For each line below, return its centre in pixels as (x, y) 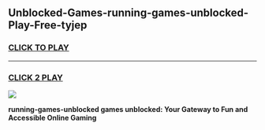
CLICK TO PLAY (39, 48)
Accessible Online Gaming (52, 117)
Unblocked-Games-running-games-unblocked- (129, 13)
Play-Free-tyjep (48, 26)
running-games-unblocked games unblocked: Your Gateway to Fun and (128, 109)
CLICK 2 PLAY (35, 77)
